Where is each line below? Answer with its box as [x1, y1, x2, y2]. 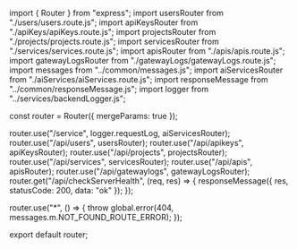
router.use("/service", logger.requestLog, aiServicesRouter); [9, 128, 231, 138]
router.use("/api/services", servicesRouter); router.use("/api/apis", [9, 157, 253, 167]
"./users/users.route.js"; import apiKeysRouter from [9, 17, 199, 28]
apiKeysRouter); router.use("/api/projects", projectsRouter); [9, 147, 228, 158]
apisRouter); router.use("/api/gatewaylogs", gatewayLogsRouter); [9, 166, 250, 176]
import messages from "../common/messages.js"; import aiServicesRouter [9, 64, 284, 75]
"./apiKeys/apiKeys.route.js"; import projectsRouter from [9, 27, 216, 37]
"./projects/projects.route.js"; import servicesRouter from [9, 36, 219, 47]
